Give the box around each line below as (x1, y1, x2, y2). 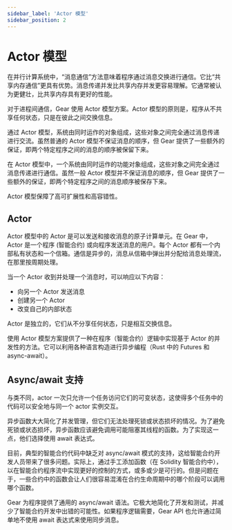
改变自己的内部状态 (17, 305, 72, 313)
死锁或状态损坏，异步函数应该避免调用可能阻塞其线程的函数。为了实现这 (7, 425, 213, 434)
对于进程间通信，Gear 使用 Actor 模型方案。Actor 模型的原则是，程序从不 (7, 105, 216, 113)
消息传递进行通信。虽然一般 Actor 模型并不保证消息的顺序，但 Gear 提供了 (7, 169, 219, 177)
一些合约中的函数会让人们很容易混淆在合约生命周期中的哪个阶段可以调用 (19, 475, 225, 484)
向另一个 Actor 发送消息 (17, 288, 85, 296)
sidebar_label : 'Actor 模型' (7, 10, 89, 17)
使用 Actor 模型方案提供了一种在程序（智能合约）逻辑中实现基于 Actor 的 (7, 334, 215, 343)
